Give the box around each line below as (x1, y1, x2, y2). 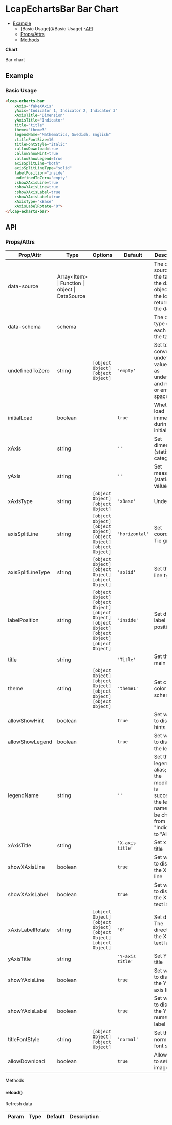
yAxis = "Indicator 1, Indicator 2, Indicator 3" (14, 108, 118, 113)
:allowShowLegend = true (14, 156, 63, 161)
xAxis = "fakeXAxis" (14, 103, 54, 109)
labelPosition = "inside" (14, 170, 66, 176)
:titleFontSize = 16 (14, 137, 54, 142)
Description (70, 1113, 99, 1120)
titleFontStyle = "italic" (14, 142, 68, 147)
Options (92, 252, 113, 259)
